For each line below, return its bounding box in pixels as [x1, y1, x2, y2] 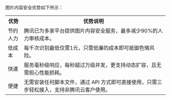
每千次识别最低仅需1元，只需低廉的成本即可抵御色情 [23, 45, 150, 51]
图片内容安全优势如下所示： [5, 5, 64, 10]
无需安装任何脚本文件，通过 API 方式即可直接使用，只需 [23, 79, 157, 85]
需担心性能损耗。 [23, 69, 65, 76]
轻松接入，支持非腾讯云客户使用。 [28, 86, 111, 93]
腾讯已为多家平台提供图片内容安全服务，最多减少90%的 [23, 27, 158, 34]
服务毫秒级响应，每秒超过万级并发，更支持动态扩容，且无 [23, 61, 162, 69]
